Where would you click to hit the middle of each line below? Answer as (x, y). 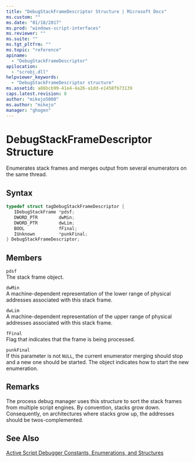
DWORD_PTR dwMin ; (44, 217)
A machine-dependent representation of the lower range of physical (89, 294)
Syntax (19, 193)
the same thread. (27, 174)
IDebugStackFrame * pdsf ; (44, 212)
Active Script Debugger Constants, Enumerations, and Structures (85, 453)
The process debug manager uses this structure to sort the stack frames (94, 401)
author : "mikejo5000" (33, 99)
